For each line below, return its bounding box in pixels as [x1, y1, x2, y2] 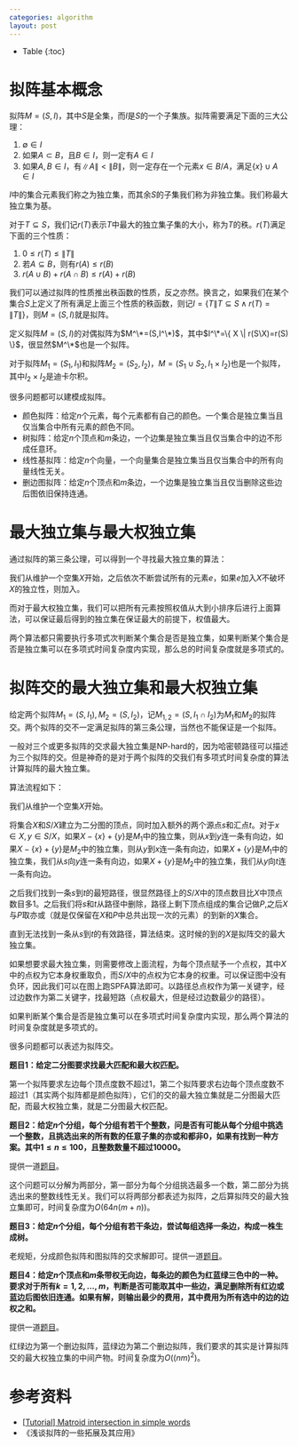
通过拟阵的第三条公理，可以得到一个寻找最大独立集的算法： [9, 553, 227, 564]
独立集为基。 [9, 201, 56, 212]
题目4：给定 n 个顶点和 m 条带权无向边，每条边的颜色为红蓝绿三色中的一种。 [9, 1270, 283, 1281]
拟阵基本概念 [9, 79, 104, 100]
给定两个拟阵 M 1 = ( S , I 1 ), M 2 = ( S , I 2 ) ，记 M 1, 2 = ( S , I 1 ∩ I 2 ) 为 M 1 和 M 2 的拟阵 [9, 708, 277, 722]
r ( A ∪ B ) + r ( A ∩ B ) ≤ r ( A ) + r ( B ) [21, 268, 136, 280]
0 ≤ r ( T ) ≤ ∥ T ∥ [21, 248, 75, 259]
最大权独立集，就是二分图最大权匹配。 [32, 1101, 173, 1112]
